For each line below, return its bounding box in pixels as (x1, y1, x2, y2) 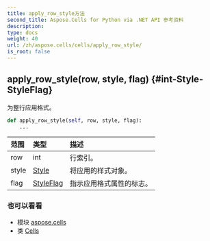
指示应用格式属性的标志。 (69, 179, 153, 188)
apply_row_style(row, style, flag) (7, 73, 149, 86)
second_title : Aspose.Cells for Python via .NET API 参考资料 (7, 16, 184, 23)
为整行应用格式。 (7, 103, 55, 112)
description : (7, 23, 44, 29)
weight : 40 (7, 36, 38, 42)
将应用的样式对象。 (69, 166, 132, 175)
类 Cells (16, 227, 40, 235)
